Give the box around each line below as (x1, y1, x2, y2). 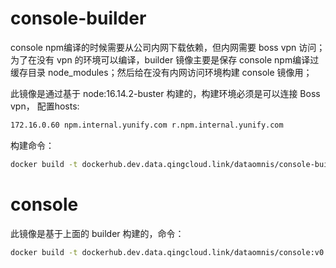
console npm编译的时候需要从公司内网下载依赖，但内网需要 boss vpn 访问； (10, 41, 326, 53)
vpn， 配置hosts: (10, 100, 80, 112)
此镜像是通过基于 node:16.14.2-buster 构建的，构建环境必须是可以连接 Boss (10, 87, 321, 99)
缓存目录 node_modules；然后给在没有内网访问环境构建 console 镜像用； (10, 66, 313, 78)
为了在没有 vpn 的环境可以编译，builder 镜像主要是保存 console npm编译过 (10, 53, 320, 66)
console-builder (10, 7, 147, 30)
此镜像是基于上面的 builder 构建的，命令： (10, 227, 185, 239)
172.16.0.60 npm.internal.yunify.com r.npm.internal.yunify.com (10, 120, 284, 130)
